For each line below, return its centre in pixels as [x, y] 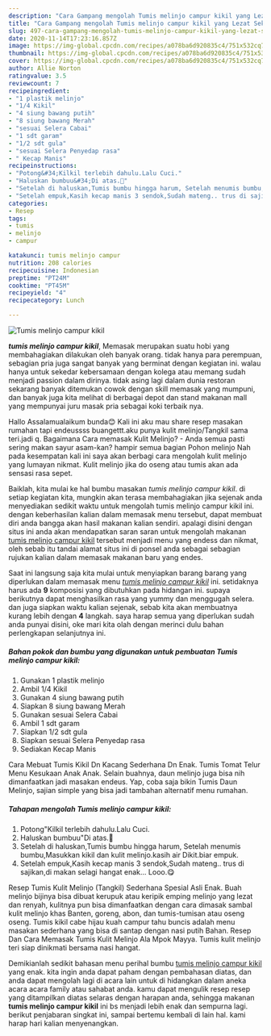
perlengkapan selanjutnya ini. [57, 633]
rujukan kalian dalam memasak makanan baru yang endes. [106, 557]
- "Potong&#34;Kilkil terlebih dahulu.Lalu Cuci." [95, 173]
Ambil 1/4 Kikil [44, 689]
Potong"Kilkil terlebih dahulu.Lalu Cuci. [85, 829]
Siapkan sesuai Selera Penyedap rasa [82, 740]
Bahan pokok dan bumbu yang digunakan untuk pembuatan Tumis [123, 651]
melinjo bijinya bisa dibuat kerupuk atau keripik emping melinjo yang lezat [131, 896]
